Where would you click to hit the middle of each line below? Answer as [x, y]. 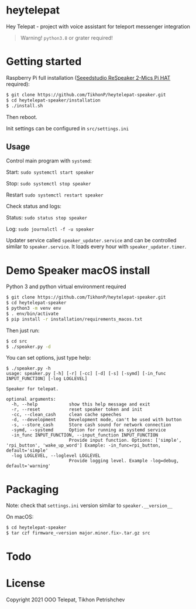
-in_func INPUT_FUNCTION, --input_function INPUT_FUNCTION [85, 435]
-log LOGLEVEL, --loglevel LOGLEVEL [56, 456]
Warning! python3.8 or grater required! [66, 38]
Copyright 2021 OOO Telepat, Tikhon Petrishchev [66, 600]
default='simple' [27, 451]
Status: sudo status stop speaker [47, 218]
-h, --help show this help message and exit [81, 405]
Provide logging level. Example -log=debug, [124, 461]
